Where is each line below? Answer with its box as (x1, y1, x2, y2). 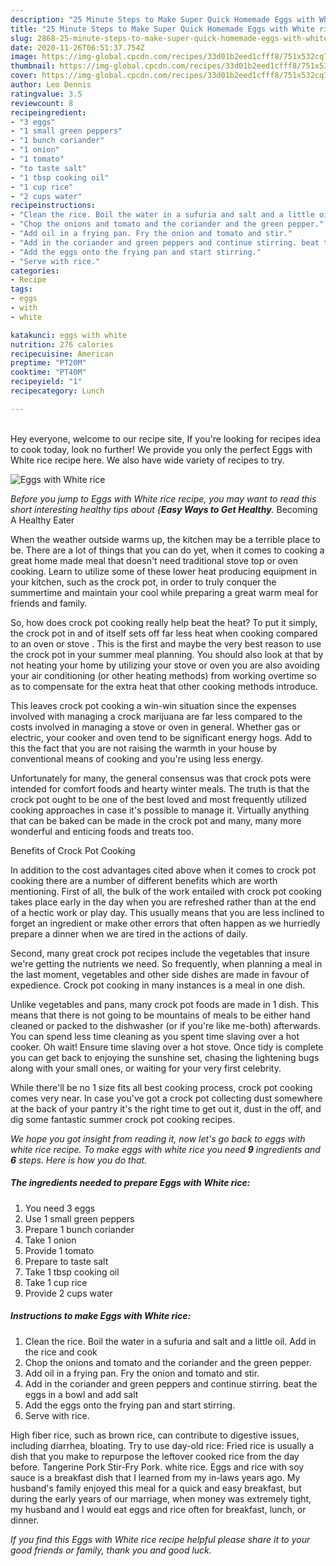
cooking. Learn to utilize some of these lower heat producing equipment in (10, 565, 318, 577)
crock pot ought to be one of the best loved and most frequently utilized (10, 793, 307, 805)
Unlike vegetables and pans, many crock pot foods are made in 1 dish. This (10, 998, 319, 1010)
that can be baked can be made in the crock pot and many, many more (10, 814, 302, 826)
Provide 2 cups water (24, 1287, 113, 1299)
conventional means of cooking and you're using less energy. (10, 752, 264, 765)
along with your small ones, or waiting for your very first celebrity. (10, 1062, 282, 1074)
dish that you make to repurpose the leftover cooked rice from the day (10, 1450, 300, 1462)
